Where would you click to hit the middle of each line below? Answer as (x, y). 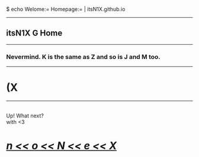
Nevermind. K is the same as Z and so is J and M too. (84, 57)
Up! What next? (25, 116)
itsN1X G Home (34, 33)
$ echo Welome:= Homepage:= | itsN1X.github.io (66, 9)
